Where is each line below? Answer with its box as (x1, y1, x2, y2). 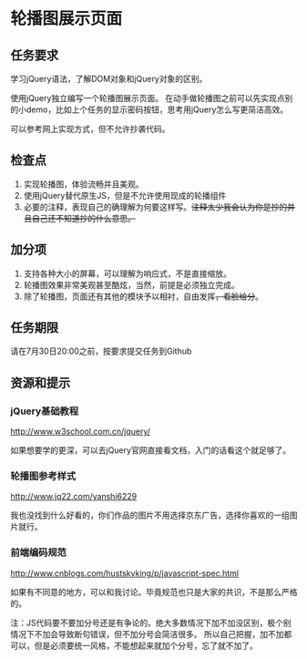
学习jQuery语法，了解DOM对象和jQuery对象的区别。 (10, 74, 208, 84)
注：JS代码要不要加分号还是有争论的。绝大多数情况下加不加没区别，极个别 (10, 617, 292, 628)
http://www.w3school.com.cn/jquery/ (10, 426, 151, 438)
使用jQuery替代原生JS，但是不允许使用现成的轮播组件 (23, 190, 227, 201)
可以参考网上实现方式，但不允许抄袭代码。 (10, 124, 170, 134)
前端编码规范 (10, 546, 67, 559)
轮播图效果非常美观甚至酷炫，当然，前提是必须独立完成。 (23, 279, 240, 290)
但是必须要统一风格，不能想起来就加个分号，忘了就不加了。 (34, 640, 258, 651)
